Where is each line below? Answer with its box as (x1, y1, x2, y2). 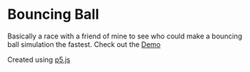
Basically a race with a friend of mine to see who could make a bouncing (7, 31, 243, 41)
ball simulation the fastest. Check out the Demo (7, 39, 161, 49)
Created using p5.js (7, 55, 71, 64)
